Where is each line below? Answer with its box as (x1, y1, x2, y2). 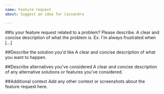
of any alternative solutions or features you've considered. (5, 69, 123, 75)
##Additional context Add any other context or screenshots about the (5, 78, 145, 84)
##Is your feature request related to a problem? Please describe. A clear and (5, 29, 160, 35)
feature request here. (5, 83, 48, 89)
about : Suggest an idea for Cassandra (5, 12, 84, 17)
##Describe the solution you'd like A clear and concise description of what (5, 49, 156, 55)
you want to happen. (5, 54, 47, 60)
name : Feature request (5, 7, 51, 12)
